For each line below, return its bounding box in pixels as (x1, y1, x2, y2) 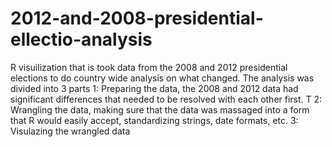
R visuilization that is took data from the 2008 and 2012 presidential (10, 61, 288, 73)
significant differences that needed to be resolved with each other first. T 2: (10, 93, 323, 105)
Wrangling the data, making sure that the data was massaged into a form (10, 103, 310, 116)
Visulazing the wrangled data (10, 125, 131, 137)
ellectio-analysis (10, 28, 153, 51)
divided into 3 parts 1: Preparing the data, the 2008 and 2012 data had (10, 82, 299, 94)
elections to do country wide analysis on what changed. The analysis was (10, 72, 315, 84)
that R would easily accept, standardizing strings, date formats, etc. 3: (10, 114, 299, 126)
